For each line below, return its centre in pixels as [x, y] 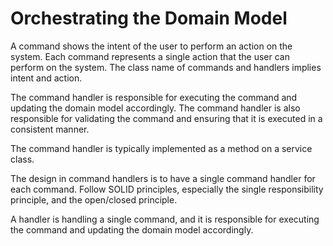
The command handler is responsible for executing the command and [154, 97]
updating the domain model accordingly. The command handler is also [155, 108]
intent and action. [46, 78]
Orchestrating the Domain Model [149, 18]
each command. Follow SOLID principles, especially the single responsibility [167, 189]
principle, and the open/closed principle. [94, 199]
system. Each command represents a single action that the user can [150, 56]
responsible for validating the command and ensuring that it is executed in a [166, 118]
